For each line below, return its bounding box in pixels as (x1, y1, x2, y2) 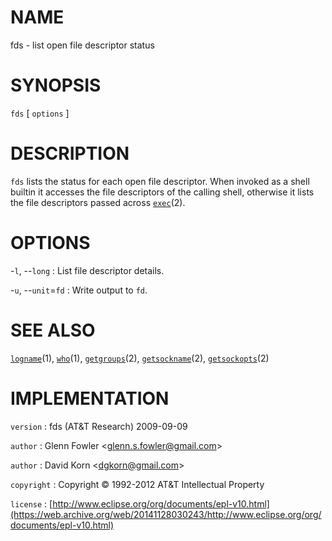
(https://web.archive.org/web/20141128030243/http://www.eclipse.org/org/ (10, 508, 322, 520)
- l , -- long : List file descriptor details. (10, 264, 165, 276)
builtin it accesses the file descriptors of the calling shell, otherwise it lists (10, 186, 315, 198)
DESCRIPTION (10, 142, 130, 165)
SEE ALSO (10, 319, 96, 341)
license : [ (10, 497, 53, 510)
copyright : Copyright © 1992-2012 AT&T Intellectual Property (10, 478, 265, 490)
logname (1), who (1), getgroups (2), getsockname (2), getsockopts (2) (10, 352, 270, 364)
